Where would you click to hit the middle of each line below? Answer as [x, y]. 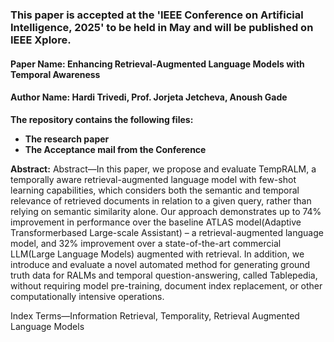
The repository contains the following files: [102, 119]
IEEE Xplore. [41, 40]
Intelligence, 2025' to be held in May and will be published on [162, 27]
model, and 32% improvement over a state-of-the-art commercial [146, 243]
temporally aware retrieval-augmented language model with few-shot [153, 179]
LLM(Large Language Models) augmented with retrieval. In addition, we [157, 254]
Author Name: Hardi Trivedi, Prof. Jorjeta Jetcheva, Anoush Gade [149, 97]
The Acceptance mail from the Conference [115, 149]
